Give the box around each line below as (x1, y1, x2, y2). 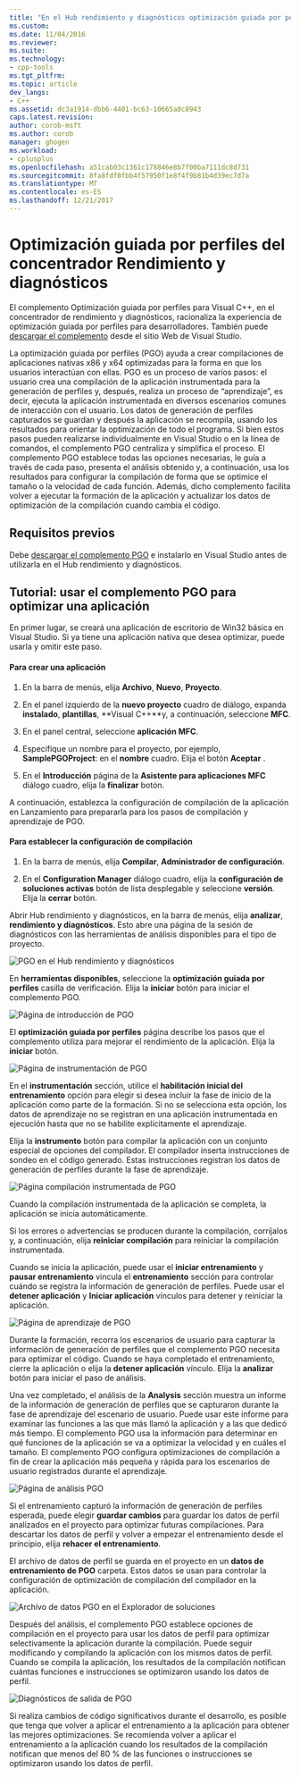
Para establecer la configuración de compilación (9, 837, 194, 847)
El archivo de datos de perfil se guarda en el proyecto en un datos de (9, 1555, 264, 1566)
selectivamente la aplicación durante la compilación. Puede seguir (9, 1638, 253, 1648)
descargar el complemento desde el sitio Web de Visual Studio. (9, 330, 243, 341)
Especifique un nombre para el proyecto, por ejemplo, (21, 743, 221, 754)
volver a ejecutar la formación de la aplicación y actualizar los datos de (9, 490, 271, 501)
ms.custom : (9, 21, 50, 30)
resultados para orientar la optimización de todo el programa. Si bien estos (9, 424, 284, 434)
